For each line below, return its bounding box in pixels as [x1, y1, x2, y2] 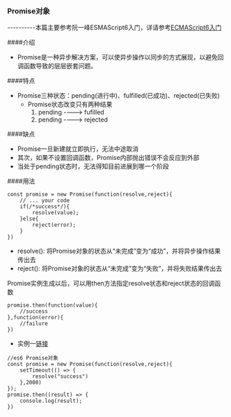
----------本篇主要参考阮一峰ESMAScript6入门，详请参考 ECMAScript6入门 [7, 23, 222, 32]
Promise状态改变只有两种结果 [27, 100, 113, 109]
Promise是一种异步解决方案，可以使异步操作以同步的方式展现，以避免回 [17, 53, 224, 61]
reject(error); [32, 221, 77, 228]
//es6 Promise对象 [7, 355, 58, 362]
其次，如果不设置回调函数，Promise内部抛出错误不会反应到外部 [17, 154, 200, 162]
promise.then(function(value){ [7, 302, 98, 309]
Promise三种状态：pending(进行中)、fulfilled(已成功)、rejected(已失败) [17, 92, 221, 100]
